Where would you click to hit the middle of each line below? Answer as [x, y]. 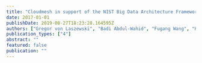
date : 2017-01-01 [28, 17]
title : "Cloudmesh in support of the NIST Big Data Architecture [90, 12]
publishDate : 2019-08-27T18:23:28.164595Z [60, 23]
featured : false [26, 46]
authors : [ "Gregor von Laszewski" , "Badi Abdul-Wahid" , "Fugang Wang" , [98, 28]
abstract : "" [23, 40]
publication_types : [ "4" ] [38, 34]
